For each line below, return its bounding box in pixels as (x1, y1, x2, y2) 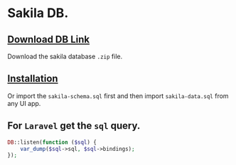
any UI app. (7, 99, 41, 107)
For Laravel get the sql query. (7, 119, 141, 132)
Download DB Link (7, 33, 90, 46)
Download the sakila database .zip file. (7, 52, 123, 60)
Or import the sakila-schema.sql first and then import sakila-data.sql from (7, 91, 229, 100)
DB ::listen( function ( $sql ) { (7, 139, 97, 146)
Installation (7, 73, 58, 85)
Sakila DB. (7, 5, 69, 21)
